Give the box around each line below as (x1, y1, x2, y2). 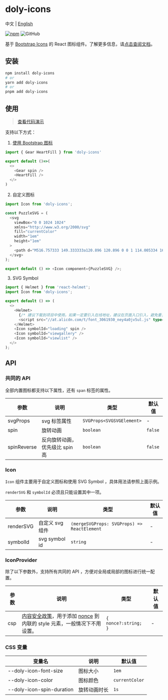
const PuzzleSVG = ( (5, 210, 48, 215)
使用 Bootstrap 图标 (12, 139, 53, 145)
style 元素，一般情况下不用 (38, 620, 101, 627)
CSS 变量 (5, 644, 27, 651)
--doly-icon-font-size (7, 667, 63, 674)
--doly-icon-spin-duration (7, 686, 74, 693)
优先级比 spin (41, 443, 73, 450)
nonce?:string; (105, 620, 142, 626)
